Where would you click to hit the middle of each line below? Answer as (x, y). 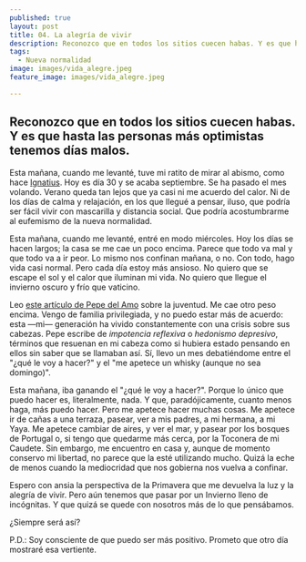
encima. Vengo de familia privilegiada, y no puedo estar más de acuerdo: (147, 314)
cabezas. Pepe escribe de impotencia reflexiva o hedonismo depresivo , (144, 333)
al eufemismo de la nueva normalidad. (81, 220)
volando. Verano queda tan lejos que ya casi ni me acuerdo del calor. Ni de (150, 191)
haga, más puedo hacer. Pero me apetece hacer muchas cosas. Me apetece (153, 409)
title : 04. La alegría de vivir (71, 35)
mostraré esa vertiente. (53, 549)
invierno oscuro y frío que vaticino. (75, 287)
